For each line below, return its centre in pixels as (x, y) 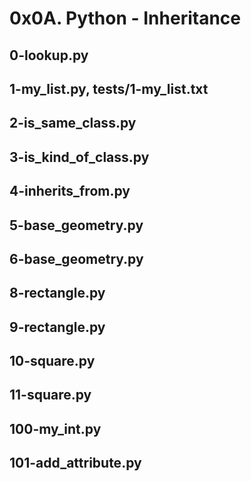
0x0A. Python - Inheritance (125, 18)
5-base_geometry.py (76, 225)
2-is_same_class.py (73, 123)
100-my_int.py (55, 428)
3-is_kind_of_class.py (79, 157)
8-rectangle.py (57, 293)
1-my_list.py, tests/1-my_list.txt (109, 88)
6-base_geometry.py (76, 258)
